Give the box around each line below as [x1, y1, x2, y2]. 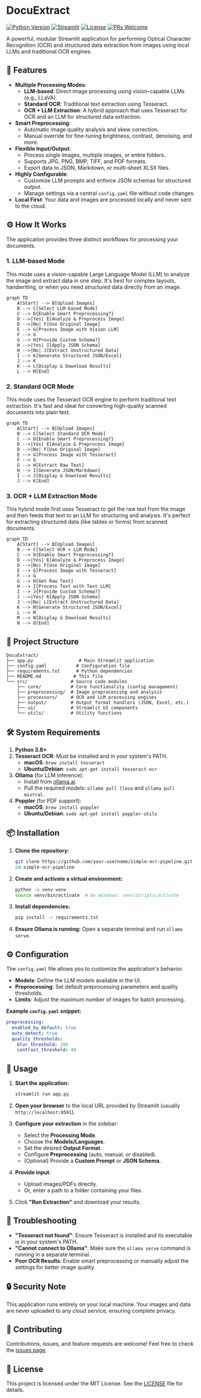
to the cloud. [14, 202, 47, 209]
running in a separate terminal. [14, 1250, 91, 1258]
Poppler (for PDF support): [14, 797, 82, 805]
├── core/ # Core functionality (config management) [17, 684, 179, 690]
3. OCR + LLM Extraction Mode [6, 492, 98, 500]
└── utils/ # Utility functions [17, 710, 122, 716]
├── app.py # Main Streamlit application [6, 658, 154, 664]
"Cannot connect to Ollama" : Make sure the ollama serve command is [14, 1244, 191, 1252]
